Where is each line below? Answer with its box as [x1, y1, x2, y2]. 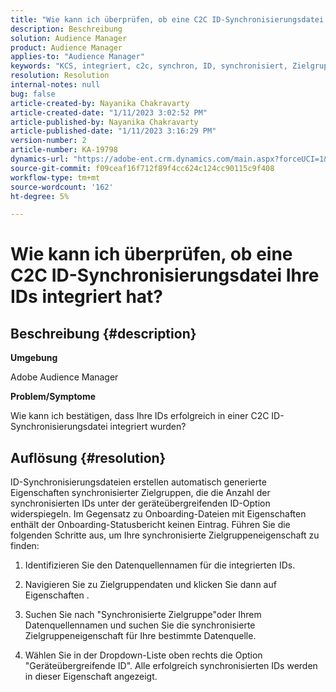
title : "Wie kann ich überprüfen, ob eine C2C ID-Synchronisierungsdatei [10, 14, 325, 25]
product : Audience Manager [10, 42, 123, 53]
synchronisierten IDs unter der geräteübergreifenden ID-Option [10, 497, 271, 510]
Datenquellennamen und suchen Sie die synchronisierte [24, 619, 256, 631]
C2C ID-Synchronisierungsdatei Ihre [10, 264, 320, 287]
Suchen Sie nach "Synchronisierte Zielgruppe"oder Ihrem [24, 609, 262, 621]
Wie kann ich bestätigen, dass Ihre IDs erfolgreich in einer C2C [10, 410, 270, 422]
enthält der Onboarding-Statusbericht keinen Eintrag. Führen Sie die [10, 519, 291, 531]
